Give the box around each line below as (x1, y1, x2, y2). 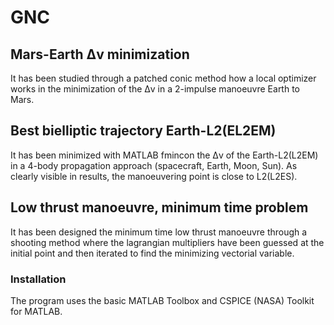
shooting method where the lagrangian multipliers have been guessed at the (10, 236, 325, 248)
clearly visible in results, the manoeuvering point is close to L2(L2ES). (10, 170, 298, 182)
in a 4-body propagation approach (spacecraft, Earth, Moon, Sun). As (10, 159, 298, 171)
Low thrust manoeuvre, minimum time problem (10, 199, 309, 216)
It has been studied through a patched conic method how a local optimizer (10, 72, 317, 84)
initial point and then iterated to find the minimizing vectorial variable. (10, 247, 295, 259)
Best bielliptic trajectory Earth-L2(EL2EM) (10, 122, 277, 140)
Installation (10, 272, 67, 286)
